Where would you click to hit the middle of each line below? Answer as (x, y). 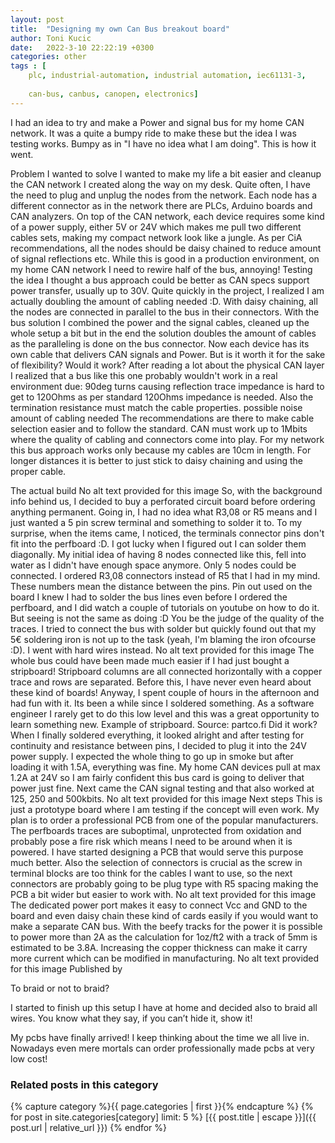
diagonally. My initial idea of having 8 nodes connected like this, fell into (158, 554)
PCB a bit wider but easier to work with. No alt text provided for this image (163, 894)
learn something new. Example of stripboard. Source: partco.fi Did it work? (164, 724)
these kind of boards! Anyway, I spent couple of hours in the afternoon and (165, 692)
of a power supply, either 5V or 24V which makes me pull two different (156, 227)
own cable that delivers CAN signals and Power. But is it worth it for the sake (168, 354)
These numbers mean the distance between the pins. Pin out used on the (161, 586)
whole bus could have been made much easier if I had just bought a (150, 660)
